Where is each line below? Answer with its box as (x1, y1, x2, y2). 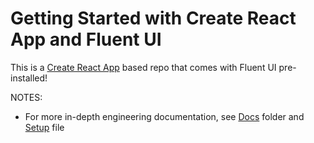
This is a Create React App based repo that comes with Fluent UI (10, 61, 277, 73)
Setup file (24, 121, 65, 133)
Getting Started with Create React (10, 7, 297, 30)
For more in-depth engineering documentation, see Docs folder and (24, 110, 305, 122)
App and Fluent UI (10, 28, 162, 51)
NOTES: (10, 91, 43, 103)
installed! (10, 72, 48, 84)
